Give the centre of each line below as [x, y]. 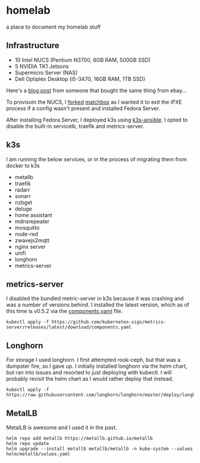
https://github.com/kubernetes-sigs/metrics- [109, 322]
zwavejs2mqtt [32, 240]
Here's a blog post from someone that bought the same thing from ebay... [96, 90]
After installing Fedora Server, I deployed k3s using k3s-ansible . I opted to [97, 120]
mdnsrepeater [32, 221]
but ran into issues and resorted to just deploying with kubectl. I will [89, 373]
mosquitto [27, 227]
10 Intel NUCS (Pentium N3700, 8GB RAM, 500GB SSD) [82, 60]
